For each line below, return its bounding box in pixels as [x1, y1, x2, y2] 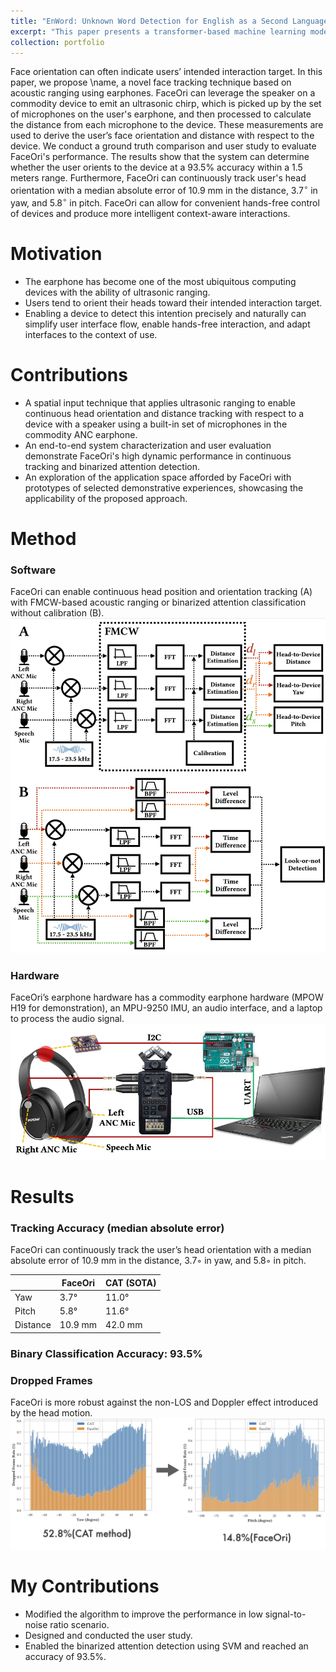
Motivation [10, 242, 103, 265]
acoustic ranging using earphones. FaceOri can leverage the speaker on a [10, 87, 316, 99]
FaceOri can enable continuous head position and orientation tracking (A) [10, 586, 313, 598]
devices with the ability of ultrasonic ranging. [24, 286, 211, 298]
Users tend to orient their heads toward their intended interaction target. [24, 296, 323, 309]
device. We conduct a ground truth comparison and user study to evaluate [10, 140, 317, 152]
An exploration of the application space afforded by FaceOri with [24, 471, 292, 483]
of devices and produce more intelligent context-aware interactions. [10, 207, 291, 219]
